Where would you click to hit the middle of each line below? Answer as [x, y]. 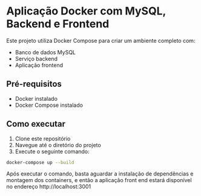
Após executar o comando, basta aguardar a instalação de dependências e [100, 174]
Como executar [36, 124]
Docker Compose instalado [49, 105]
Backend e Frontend [58, 24]
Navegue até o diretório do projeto [58, 145]
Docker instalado [36, 98]
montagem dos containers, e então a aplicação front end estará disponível [99, 180]
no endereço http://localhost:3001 [49, 187]
